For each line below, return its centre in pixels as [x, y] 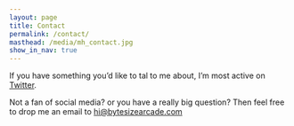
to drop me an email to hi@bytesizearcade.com [96, 112]
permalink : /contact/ [49, 34]
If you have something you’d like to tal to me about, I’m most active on [137, 75]
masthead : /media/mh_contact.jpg [71, 42]
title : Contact [37, 26]
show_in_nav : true [43, 51]
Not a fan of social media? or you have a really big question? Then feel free [147, 102]
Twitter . [23, 85]
